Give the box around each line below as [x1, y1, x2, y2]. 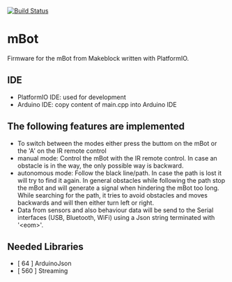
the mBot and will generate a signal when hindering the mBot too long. [17, 184, 219, 192]
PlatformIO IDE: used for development [17, 93, 127, 101]
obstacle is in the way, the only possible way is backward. [17, 161, 184, 170]
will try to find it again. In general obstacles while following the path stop [17, 176, 226, 184]
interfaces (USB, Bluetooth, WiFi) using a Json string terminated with [17, 213, 215, 221]
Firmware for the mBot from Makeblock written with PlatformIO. [7, 54, 190, 62]
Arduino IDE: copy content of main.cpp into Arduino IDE [17, 100, 177, 108]
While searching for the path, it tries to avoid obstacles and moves [17, 191, 208, 199]
